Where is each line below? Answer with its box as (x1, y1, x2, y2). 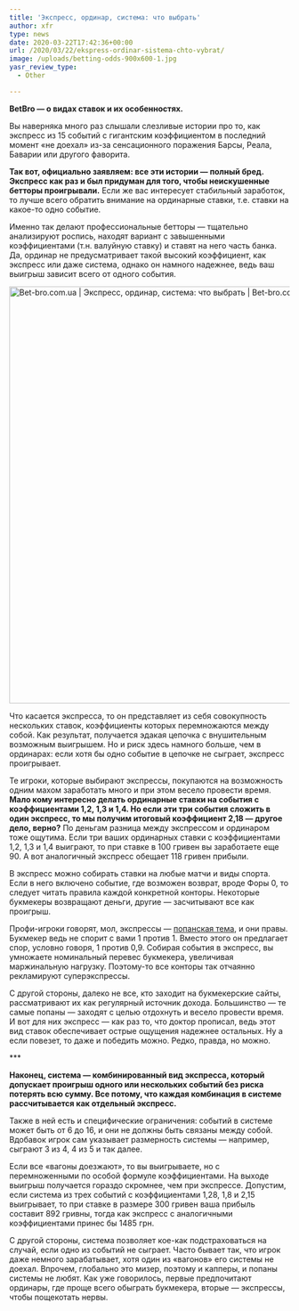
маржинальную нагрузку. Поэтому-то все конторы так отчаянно (9, 961, 255, 972)
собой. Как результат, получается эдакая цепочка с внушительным (9, 729, 267, 740)
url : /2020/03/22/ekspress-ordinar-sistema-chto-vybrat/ (9, 46, 225, 55)
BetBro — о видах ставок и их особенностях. (9, 103, 184, 114)
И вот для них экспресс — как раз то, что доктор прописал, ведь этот (9, 1016, 276, 1027)
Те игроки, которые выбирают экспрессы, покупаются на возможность (9, 775, 283, 786)
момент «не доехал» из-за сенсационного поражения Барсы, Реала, (9, 139, 272, 150)
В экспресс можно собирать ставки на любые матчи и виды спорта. (9, 867, 271, 878)
